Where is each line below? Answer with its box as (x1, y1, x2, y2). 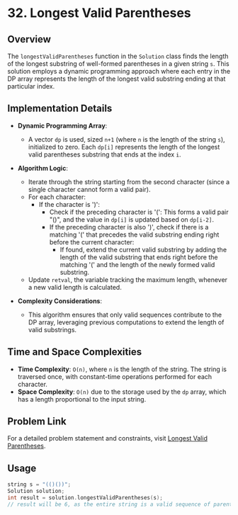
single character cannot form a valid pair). (28, 185, 151, 193)
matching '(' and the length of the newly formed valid (59, 260, 215, 268)
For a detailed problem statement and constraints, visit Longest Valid (7, 434, 208, 443)
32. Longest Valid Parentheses (7, 5, 191, 21)
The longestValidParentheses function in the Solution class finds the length (7, 52, 229, 60)
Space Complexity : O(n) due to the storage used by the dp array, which (17, 387, 227, 396)
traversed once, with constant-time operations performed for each (17, 372, 212, 380)
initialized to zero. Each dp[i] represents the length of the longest (28, 142, 220, 151)
